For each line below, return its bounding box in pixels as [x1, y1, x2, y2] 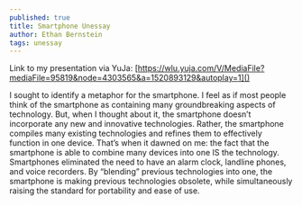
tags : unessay [9, 38, 63, 48]
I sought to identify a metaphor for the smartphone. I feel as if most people [9, 90, 287, 101]
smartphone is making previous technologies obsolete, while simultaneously [9, 176, 293, 187]
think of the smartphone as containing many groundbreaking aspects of [9, 100, 277, 111]
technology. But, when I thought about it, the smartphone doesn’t [9, 109, 252, 120]
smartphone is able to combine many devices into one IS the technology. [9, 147, 279, 158]
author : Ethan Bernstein [9, 30, 103, 39]
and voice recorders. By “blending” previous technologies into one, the [9, 166, 273, 177]
